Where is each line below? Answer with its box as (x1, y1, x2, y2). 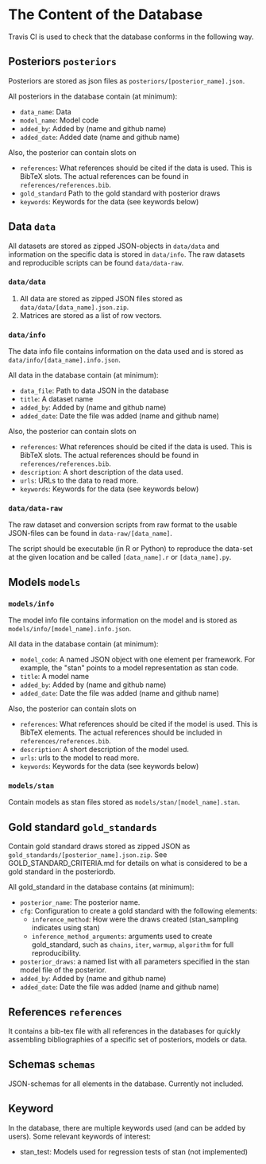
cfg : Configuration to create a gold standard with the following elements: (19, 906, 258, 916)
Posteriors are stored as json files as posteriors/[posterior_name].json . (8, 76, 245, 85)
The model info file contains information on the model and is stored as (8, 615, 237, 625)
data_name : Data (19, 107, 71, 116)
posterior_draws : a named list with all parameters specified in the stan (19, 956, 250, 967)
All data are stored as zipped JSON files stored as (19, 293, 183, 303)
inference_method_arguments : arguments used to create (31, 932, 213, 941)
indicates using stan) (31, 923, 101, 933)
